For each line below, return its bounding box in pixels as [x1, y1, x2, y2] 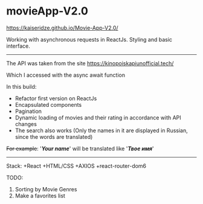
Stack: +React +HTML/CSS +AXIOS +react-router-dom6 [6, 162, 147, 170]
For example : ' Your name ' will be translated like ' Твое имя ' [6, 145, 154, 152]
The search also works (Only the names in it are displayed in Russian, [14, 127, 188, 134]
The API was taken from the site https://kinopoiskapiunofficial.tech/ [6, 59, 174, 67]
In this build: [6, 83, 37, 90]
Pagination [14, 107, 42, 115]
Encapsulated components [14, 101, 82, 108]
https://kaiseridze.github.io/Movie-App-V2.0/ [6, 24, 119, 31]
